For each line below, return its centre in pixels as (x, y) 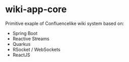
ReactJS (21, 55)
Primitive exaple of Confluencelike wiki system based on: (65, 23)
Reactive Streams (31, 39)
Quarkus (21, 44)
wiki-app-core (36, 9)
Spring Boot (25, 33)
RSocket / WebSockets (36, 49)
